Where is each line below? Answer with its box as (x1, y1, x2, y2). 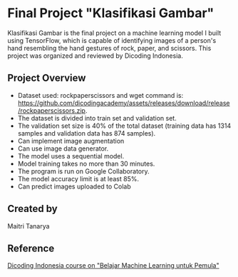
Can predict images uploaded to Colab (17, 182, 132, 191)
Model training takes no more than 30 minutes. (17, 159, 155, 168)
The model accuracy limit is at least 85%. (17, 174, 139, 183)
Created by (7, 203, 58, 215)
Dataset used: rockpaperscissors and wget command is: (17, 91, 184, 99)
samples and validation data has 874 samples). (17, 129, 156, 137)
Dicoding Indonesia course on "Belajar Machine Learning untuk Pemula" (7, 261, 219, 270)
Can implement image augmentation (17, 136, 125, 145)
